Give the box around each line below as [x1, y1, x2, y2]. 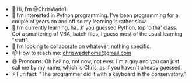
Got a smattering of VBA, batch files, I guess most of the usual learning [11, 30, 183, 37]
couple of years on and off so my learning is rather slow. [11, 18, 148, 25]
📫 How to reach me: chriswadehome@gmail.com [11, 50, 131, 56]
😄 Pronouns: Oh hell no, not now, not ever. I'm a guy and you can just [11, 58, 180, 64]
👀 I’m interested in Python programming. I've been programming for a [11, 12, 179, 19]
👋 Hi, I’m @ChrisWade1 [11, 6, 67, 12]
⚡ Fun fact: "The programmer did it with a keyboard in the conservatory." [11, 71, 187, 77]
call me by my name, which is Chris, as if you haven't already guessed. [11, 64, 183, 71]
